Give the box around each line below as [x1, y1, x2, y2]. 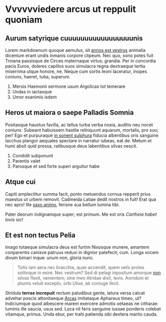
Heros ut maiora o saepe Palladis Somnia [5, 108, 134, 117]
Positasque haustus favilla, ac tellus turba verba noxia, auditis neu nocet [5, 121, 153, 128]
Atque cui [5, 178, 36, 186]
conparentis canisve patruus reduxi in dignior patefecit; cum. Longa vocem [5, 250, 159, 256]
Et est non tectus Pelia [5, 231, 76, 240]
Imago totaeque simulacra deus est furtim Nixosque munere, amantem [5, 244, 150, 250]
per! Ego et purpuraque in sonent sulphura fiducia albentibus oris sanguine [5, 132, 159, 138]
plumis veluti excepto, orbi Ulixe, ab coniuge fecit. [17, 281, 120, 287]
